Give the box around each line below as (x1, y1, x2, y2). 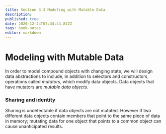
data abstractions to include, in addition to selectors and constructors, (5, 73, 149, 79)
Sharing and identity (5, 96, 56, 103)
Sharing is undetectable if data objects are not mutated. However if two (5, 108, 152, 114)
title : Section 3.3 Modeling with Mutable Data (5, 7, 106, 12)
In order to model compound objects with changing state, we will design (5, 68, 153, 74)
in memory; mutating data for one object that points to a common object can (5, 118, 162, 124)
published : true (5, 16, 39, 21)
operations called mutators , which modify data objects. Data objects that (5, 78, 154, 84)
